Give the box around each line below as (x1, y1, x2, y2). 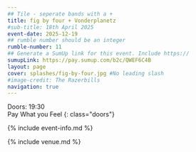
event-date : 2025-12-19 (7, 30, 78, 38)
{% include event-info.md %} (7, 124, 93, 132)
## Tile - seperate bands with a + (7, 10, 113, 18)
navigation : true (7, 83, 59, 90)
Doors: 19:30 (7, 102, 45, 111)
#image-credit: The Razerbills (7, 76, 100, 84)
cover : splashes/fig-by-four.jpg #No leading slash (7, 70, 164, 77)
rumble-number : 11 (7, 43, 62, 50)
